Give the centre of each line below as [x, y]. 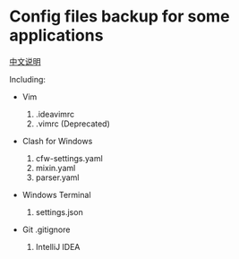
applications [56, 35]
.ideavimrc [55, 114]
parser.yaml [57, 177]
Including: [28, 79]
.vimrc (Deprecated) [73, 124]
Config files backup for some [119, 17]
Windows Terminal [56, 194]
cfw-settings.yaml [69, 158]
